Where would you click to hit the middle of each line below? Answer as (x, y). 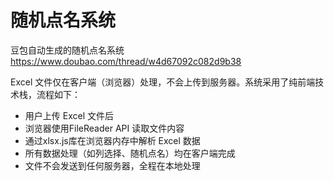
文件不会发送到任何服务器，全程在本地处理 (112, 165)
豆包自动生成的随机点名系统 (67, 50)
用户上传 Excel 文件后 (69, 115)
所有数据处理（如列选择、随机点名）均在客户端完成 (130, 153)
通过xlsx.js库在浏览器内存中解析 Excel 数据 (112, 140)
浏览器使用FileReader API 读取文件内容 (104, 128)
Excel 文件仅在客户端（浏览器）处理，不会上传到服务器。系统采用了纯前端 (163, 82)
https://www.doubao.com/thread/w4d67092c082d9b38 (126, 61)
